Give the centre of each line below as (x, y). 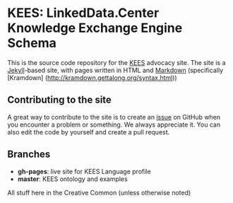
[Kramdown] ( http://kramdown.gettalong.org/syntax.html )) (92, 77)
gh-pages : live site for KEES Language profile (84, 171)
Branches (29, 155)
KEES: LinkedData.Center (83, 13)
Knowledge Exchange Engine (95, 28)
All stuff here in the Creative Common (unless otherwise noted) (99, 192)
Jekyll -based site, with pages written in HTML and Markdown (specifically (115, 70)
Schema (32, 43)
